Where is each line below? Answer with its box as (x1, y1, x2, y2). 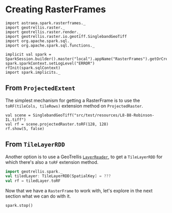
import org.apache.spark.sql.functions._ (5, 42, 95, 48)
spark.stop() (5, 203, 33, 208)
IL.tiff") (5, 117, 27, 122)
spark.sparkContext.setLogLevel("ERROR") (5, 60, 95, 66)
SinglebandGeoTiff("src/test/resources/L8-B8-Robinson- (32, 113, 155, 118)
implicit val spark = (5, 52, 52, 57)
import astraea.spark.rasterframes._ (5, 20, 86, 26)
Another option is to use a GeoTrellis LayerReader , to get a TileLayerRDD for (5, 154, 163, 160)
